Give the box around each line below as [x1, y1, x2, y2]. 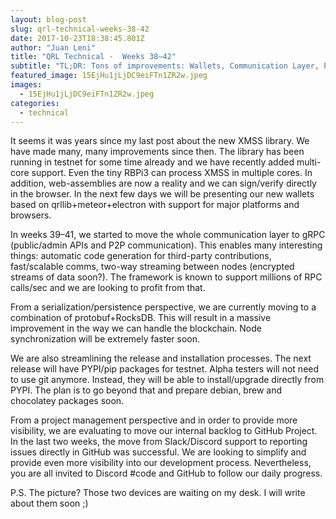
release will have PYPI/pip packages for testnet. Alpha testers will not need [10, 363, 320, 375]
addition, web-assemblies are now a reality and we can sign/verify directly [10, 177, 317, 190]
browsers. [10, 209, 52, 221]
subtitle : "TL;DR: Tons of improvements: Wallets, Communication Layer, [10, 61, 320, 71]
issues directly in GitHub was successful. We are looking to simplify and [10, 446, 307, 458]
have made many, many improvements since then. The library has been [10, 146, 305, 158]
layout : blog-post [10, 14, 87, 25]
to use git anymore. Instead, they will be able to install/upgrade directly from [10, 374, 325, 386]
